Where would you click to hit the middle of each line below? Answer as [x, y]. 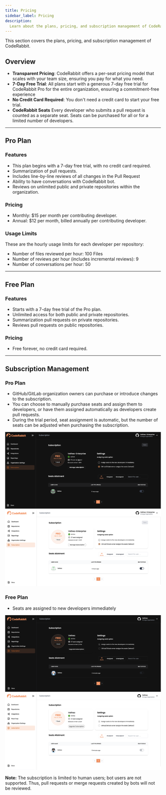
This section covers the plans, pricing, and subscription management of [78, 41]
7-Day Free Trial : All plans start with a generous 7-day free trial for [80, 84]
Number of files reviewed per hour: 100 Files [57, 254]
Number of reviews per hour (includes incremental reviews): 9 [75, 259]
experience [24, 94]
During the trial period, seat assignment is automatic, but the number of [85, 420]
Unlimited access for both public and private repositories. [71, 315]
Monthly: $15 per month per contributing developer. [65, 215]
